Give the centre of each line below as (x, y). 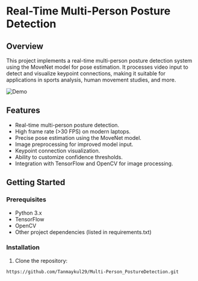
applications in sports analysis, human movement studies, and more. (91, 80)
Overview (25, 46)
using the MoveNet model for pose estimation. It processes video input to (97, 67)
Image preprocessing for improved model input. (74, 144)
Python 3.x (28, 213)
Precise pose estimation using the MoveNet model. (78, 137)
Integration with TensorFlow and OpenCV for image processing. (94, 163)
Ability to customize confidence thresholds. (69, 157)
